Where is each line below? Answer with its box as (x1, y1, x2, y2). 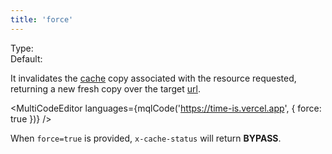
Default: (10, 52, 43, 65)
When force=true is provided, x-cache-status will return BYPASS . (10, 132, 282, 144)
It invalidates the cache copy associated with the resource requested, (10, 72, 297, 84)
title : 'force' (10, 14, 74, 25)
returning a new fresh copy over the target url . (10, 82, 201, 95)
